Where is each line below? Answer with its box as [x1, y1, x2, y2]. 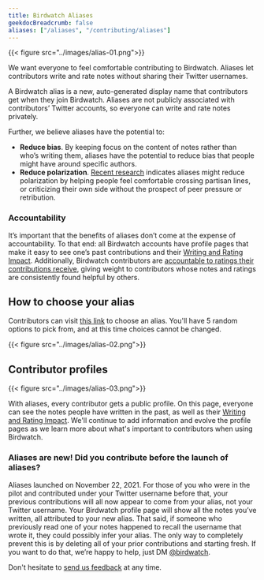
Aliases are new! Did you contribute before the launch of [8, 452, 229, 463]
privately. [8, 112, 39, 122]
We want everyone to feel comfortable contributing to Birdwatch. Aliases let [8, 63, 254, 73]
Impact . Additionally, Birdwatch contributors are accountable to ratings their [8, 256, 255, 265]
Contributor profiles [8, 362, 109, 376]
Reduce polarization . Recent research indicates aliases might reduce [19, 167, 245, 178]
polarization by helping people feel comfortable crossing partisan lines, [19, 176, 251, 185]
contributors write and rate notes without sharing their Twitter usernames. [8, 72, 248, 81]
